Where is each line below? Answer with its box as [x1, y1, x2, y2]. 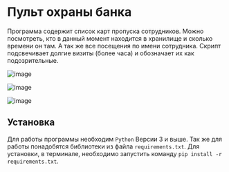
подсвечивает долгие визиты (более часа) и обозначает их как [7, 49, 195, 57]
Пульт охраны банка [7, 4, 132, 20]
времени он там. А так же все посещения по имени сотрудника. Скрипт [7, 41, 221, 50]
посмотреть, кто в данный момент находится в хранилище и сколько [7, 34, 213, 42]
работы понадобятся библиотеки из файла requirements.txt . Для [7, 142, 200, 151]
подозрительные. [7, 56, 59, 64]
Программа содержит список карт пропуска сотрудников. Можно [7, 27, 204, 35]
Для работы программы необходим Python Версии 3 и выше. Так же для [7, 135, 223, 143]
